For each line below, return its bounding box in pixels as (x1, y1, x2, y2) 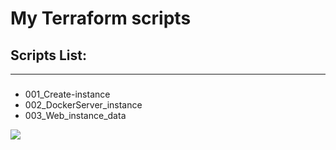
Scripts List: (10, 47, 87, 64)
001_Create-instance (24, 88, 111, 100)
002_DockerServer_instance (24, 98, 143, 111)
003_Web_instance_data (24, 109, 127, 121)
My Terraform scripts (10, 7, 192, 30)
